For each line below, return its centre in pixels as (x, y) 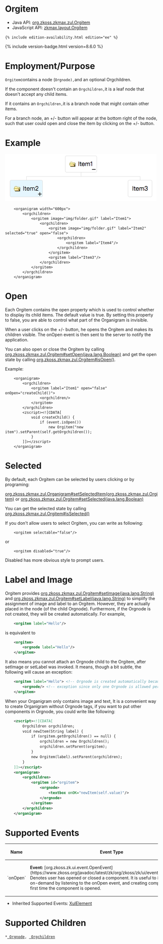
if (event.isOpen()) (60, 422)
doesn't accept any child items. (36, 94)
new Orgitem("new (66, 427)
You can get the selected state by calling (46, 508)
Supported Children (46, 923)
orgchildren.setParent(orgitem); (73, 747)
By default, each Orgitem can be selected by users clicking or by (70, 479)
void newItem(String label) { (53, 731)
